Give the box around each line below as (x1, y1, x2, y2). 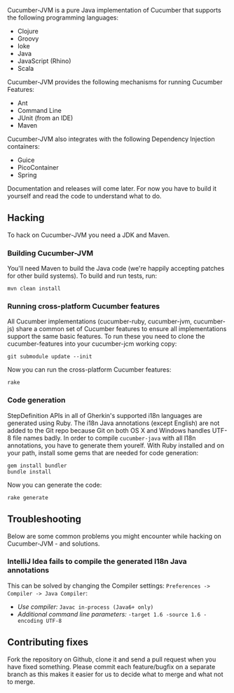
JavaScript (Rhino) (17, 57, 71, 65)
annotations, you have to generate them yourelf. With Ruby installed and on (7, 441, 224, 450)
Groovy (17, 34, 39, 43)
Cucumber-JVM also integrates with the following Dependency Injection (7, 135, 215, 143)
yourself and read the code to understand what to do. (7, 192, 162, 200)
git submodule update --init (7, 354, 92, 361)
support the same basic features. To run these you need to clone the (7, 332, 205, 341)
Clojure (17, 27, 39, 35)
